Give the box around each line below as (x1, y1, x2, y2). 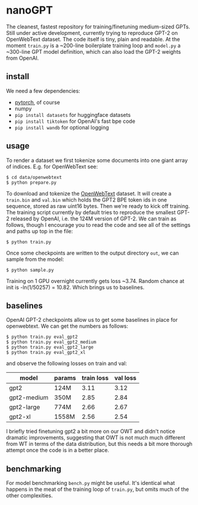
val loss (114, 374, 137, 382)
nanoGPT (6, 4, 53, 17)
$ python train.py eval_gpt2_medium (6, 339, 96, 346)
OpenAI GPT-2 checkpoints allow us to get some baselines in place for (6, 317, 178, 324)
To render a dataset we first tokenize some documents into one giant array (6, 157, 188, 164)
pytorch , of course (14, 99, 60, 106)
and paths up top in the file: (6, 227, 73, 234)
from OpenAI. (6, 54, 39, 61)
